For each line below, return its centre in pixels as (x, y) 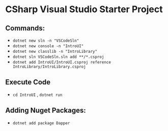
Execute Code (28, 82)
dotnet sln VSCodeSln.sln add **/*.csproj (58, 57)
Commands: (25, 28)
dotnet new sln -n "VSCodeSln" (46, 41)
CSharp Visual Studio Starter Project (84, 9)
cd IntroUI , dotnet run (37, 94)
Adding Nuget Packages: (46, 110)
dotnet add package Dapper (41, 123)
